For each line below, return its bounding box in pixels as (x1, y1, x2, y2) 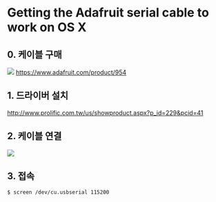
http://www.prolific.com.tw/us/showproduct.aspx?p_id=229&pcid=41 (7, 108, 204, 117)
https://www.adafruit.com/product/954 (15, 68, 127, 77)
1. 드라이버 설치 (7, 90, 69, 101)
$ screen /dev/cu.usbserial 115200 (7, 189, 110, 196)
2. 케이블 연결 (7, 130, 62, 142)
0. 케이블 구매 (7, 48, 62, 60)
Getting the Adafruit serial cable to (7, 5, 209, 21)
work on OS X (7, 19, 87, 35)
